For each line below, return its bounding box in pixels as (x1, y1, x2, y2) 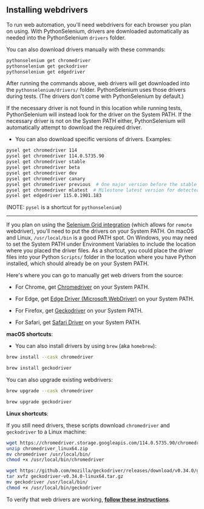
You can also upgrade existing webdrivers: (6, 376, 114, 384)
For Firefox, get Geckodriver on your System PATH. (15, 307, 143, 314)
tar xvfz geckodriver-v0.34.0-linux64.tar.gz (6, 474, 123, 480)
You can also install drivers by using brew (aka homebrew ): (15, 342, 157, 350)
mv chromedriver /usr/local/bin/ (6, 451, 91, 457)
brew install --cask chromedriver (6, 354, 94, 361)
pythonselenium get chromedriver (6, 57, 91, 63)
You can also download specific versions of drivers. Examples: (15, 136, 172, 143)
